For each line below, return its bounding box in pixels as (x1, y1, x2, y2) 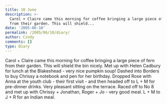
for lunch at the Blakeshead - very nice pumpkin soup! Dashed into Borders (5, 68, 160, 74)
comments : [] (5, 39, 32, 44)
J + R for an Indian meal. (5, 94, 56, 100)
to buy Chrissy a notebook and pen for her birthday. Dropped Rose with (5, 73, 152, 79)
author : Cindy (5, 35, 35, 40)
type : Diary (5, 44, 30, 49)
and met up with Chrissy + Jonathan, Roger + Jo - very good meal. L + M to (5, 89, 161, 95)
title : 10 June (5, 7, 37, 12)
